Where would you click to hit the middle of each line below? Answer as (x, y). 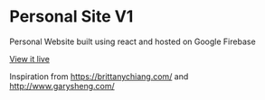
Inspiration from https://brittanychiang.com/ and (99, 76)
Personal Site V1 (71, 17)
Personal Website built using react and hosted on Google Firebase (132, 41)
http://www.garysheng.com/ (62, 86)
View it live (29, 59)
